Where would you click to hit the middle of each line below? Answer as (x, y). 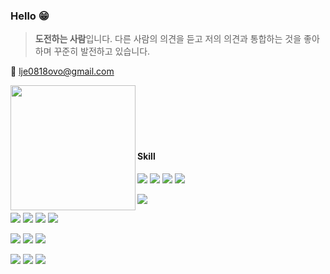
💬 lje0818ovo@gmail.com (62, 71)
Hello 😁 (30, 16)
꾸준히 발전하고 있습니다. (102, 51)
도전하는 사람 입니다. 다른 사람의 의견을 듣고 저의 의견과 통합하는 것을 (168, 39)
